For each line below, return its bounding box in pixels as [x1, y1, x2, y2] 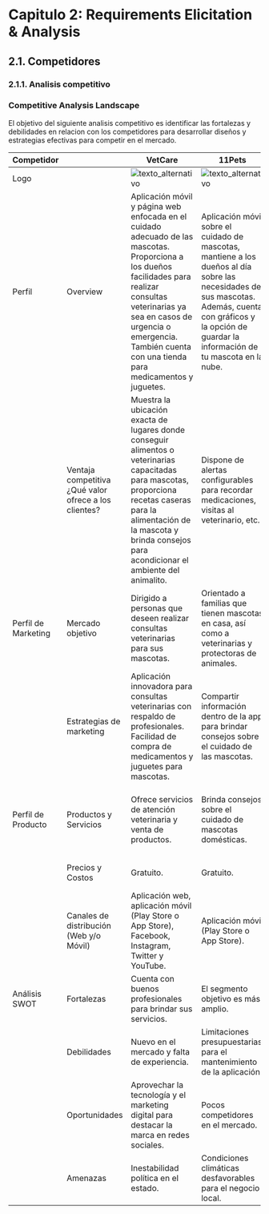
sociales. [130, 1139, 164, 1151]
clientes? [66, 504, 101, 515]
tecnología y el [130, 1089, 187, 1100]
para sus [130, 643, 164, 654]
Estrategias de [66, 716, 121, 727]
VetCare [146, 154, 179, 165]
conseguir [130, 434, 169, 446]
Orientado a [201, 587, 246, 599]
